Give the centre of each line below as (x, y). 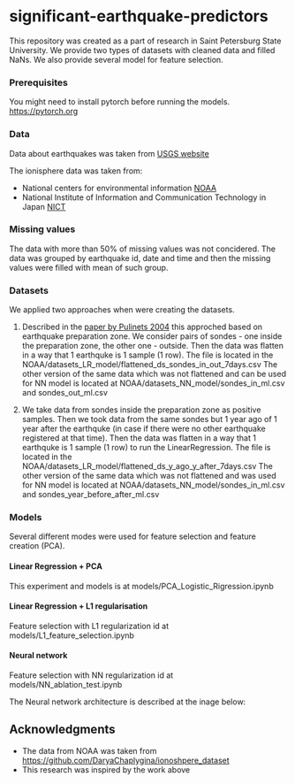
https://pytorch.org (44, 111)
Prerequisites (38, 82)
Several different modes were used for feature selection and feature (132, 536)
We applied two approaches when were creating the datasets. (122, 310)
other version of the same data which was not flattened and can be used (154, 374)
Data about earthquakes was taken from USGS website (109, 153)
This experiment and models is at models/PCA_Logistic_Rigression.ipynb (141, 586)
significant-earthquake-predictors (139, 16)
